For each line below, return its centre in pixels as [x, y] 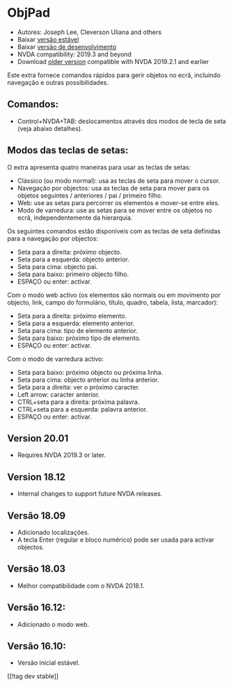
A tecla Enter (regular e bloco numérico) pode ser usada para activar [115, 540]
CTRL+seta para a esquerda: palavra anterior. [82, 409]
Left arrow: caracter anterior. [58, 394]
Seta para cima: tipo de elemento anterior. [77, 330]
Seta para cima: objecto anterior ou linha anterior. [88, 380]
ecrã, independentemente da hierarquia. [75, 218]
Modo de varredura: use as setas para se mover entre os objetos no [114, 210]
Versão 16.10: [37, 646]
